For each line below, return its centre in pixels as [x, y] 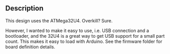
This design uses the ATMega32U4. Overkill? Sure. [59, 20]
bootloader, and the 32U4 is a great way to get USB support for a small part [85, 36]
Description [24, 8]
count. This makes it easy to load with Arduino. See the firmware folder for [84, 41]
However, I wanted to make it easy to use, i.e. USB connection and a [77, 31]
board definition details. [30, 47]
